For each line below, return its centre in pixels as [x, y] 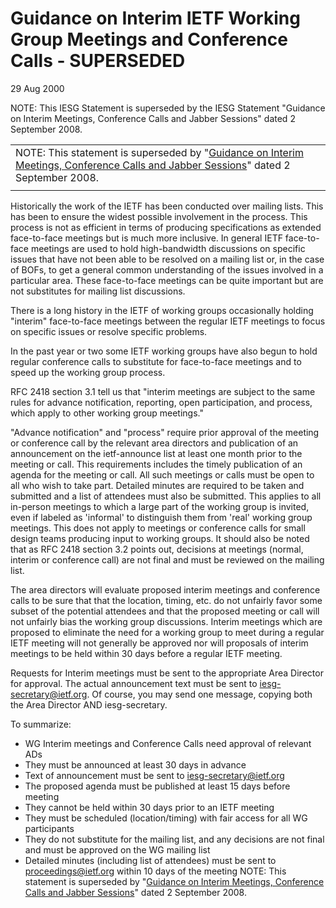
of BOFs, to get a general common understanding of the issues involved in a [167, 269]
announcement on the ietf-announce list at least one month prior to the [156, 453]
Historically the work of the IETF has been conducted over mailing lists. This [167, 206]
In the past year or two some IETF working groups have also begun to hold [164, 351]
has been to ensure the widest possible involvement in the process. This [159, 216]
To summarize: [41, 724]
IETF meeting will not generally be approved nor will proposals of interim [159, 643]
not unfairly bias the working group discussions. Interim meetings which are [166, 621]
